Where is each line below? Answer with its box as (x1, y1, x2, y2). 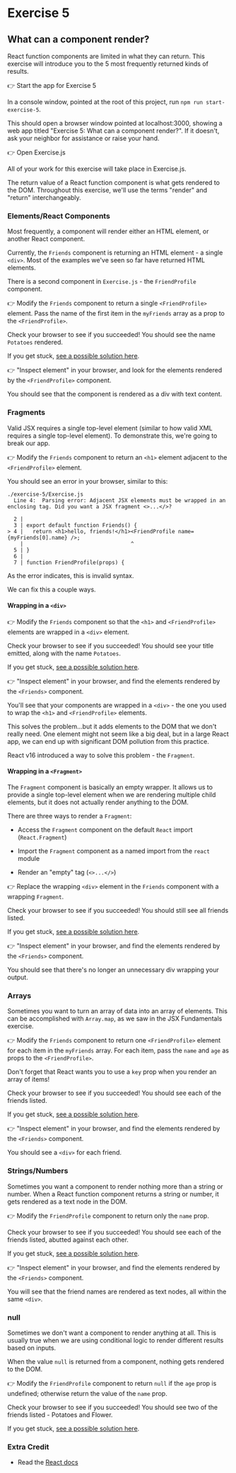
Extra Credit (7, 1442, 49, 1452)
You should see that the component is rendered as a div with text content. (7, 390, 223, 399)
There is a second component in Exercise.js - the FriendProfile (7, 277, 196, 286)
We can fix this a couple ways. (7, 585, 97, 594)
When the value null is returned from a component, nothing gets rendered (7, 1357, 225, 1366)
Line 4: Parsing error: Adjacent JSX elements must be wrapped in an (13, 496, 226, 504)
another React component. (7, 235, 85, 243)
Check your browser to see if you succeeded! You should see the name (7, 330, 216, 339)
